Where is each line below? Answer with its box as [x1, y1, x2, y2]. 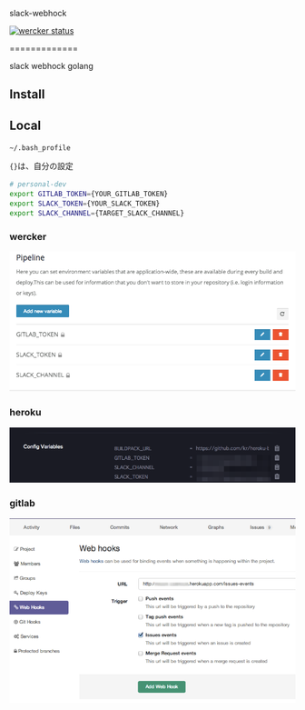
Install [9, 86, 45, 103]
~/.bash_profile [9, 144, 71, 153]
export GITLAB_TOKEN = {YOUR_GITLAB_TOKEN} [9, 190, 169, 199]
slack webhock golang [9, 61, 93, 71]
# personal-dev [9, 180, 67, 189]
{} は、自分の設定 [9, 161, 74, 172]
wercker [9, 230, 47, 243]
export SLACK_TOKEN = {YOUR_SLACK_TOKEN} [9, 199, 161, 208]
